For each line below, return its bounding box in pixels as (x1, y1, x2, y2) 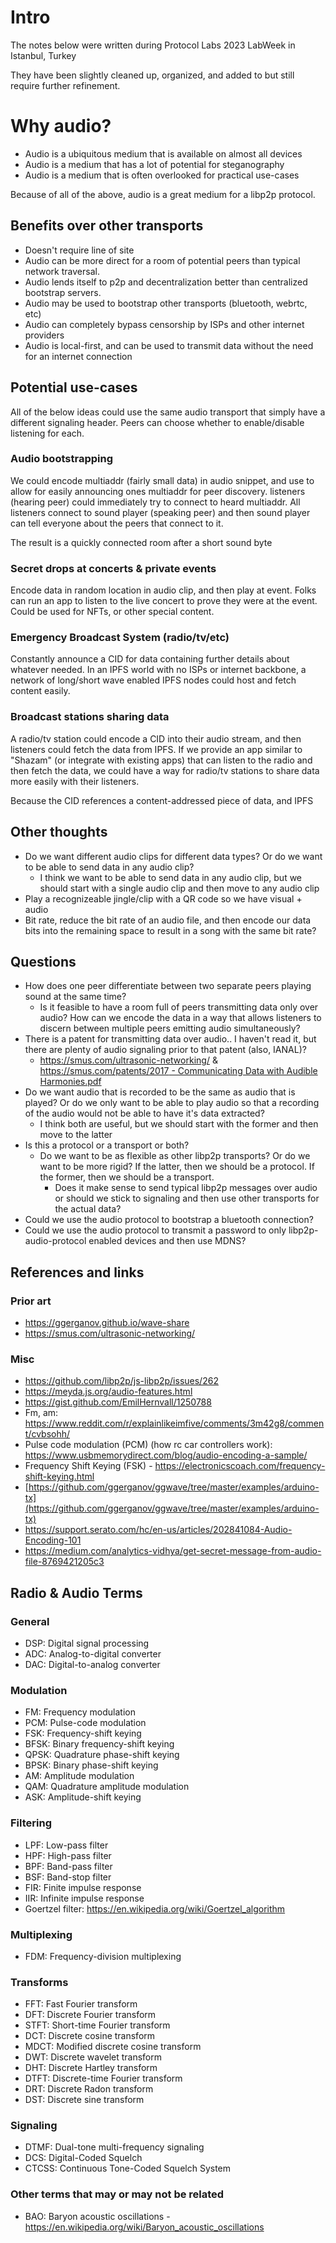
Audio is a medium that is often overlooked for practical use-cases (24, 169, 300, 181)
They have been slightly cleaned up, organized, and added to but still (10, 69, 295, 81)
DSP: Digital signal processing (24, 1637, 150, 1649)
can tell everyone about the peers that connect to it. (10, 517, 224, 529)
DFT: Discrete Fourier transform (24, 2009, 157, 2021)
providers (24, 329, 65, 341)
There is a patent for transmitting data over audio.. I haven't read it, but (24, 1033, 317, 1045)
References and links (10, 1264, 145, 1281)
